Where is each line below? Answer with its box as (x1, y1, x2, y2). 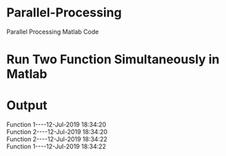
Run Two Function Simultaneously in (6, 52, 220, 67)
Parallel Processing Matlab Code (6, 27, 99, 36)
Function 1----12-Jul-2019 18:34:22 (6, 142, 106, 151)
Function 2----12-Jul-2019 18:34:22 (6, 135, 107, 144)
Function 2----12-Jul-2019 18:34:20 (6, 128, 108, 136)
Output (6, 98, 48, 113)
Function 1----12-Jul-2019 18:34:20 (6, 120, 107, 129)
